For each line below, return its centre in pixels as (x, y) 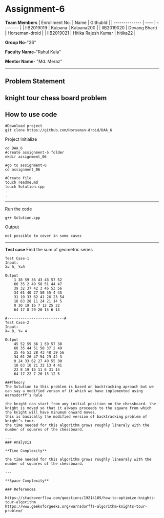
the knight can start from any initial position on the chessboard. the (81, 404)
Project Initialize (21, 139)
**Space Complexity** (27, 481)
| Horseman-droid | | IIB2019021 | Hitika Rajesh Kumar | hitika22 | (70, 33)
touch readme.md (21, 182)
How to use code (31, 115)
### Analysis (18, 442)
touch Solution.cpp (25, 187)
